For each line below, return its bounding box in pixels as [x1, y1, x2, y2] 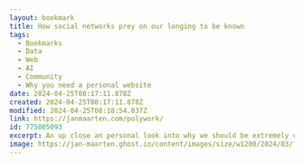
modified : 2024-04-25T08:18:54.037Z [9, 106, 147, 115]
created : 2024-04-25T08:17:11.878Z [9, 97, 144, 107]
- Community [17, 72, 63, 81]
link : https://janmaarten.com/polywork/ [9, 114, 165, 123]
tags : [9, 30, 30, 39]
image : [9, 139, 34, 149]
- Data [17, 47, 43, 56]
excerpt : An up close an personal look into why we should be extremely [9, 131, 290, 140]
